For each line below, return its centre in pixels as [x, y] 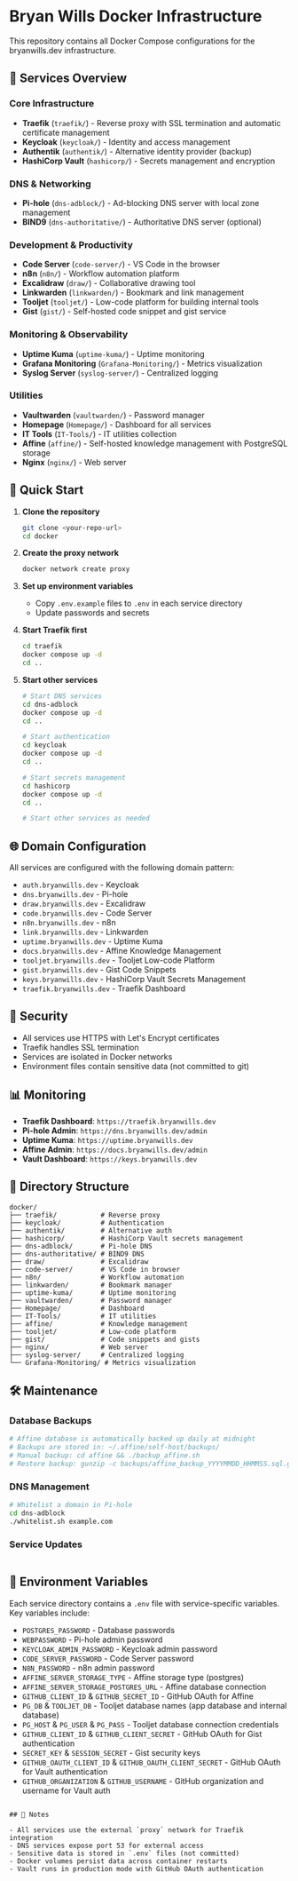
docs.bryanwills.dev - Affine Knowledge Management [122, 951]
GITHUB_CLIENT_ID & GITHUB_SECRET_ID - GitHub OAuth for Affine [138, 1696]
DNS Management [50, 1487]
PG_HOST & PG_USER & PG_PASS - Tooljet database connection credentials [150, 1724]
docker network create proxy [76, 569]
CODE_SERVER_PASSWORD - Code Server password [108, 1658]
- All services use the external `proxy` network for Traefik [126, 1830]
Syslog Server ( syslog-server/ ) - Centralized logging [120, 373]
